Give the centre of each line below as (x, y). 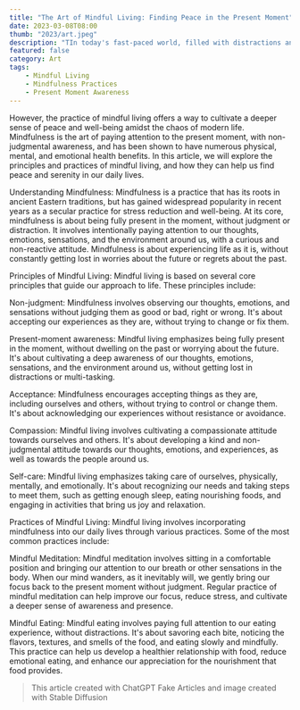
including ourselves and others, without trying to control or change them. (144, 404)
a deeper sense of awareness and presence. (92, 606)
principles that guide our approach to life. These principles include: (133, 285)
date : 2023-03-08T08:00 (54, 26)
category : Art (36, 59)
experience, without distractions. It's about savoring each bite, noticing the (147, 632)
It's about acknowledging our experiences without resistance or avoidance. (148, 413)
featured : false (39, 51)
